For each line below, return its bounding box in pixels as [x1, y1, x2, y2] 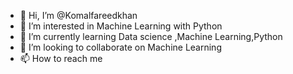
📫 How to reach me [19, 53, 103, 64]
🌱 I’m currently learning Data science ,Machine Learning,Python [19, 31, 283, 42]
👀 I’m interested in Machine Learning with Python [19, 20, 223, 32]
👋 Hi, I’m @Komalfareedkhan [19, 10, 138, 21]
